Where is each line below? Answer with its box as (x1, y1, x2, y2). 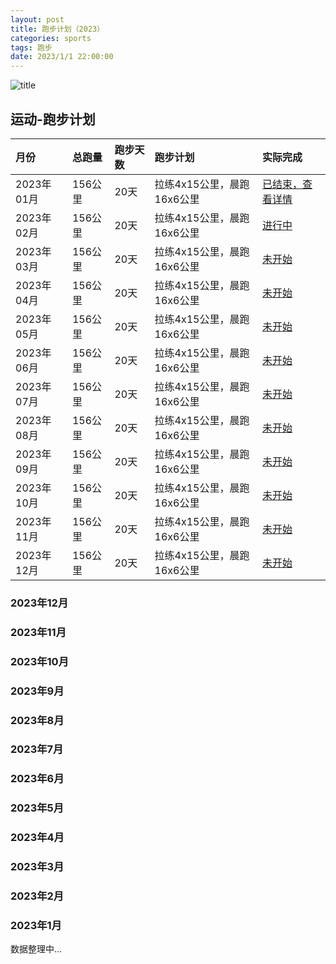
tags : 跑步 (10, 42, 53, 53)
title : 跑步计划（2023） (10, 24, 105, 34)
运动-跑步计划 (10, 111, 96, 128)
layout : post (10, 14, 65, 25)
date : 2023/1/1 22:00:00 (10, 52, 114, 62)
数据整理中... (10, 943, 63, 955)
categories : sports (10, 33, 92, 43)
